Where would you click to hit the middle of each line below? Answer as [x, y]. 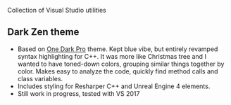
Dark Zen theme [43, 32]
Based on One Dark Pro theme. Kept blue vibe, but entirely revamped [118, 49]
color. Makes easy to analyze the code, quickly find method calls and [118, 71]
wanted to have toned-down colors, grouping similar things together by [121, 64]
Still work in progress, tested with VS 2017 [79, 93]
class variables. [40, 78]
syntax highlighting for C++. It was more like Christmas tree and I [112, 56]
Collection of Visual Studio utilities [57, 10]
